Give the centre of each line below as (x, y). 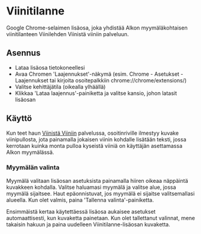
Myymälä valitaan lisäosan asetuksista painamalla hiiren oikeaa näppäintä (97, 180)
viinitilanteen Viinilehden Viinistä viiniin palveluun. (68, 34)
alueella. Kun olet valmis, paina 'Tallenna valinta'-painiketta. (80, 200)
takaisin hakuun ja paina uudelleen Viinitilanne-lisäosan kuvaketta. (88, 224)
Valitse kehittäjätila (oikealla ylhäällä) (60, 87)
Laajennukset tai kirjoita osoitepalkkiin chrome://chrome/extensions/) (101, 80)
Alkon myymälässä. (30, 152)
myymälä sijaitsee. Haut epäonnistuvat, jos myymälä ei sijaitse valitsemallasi (100, 193)
